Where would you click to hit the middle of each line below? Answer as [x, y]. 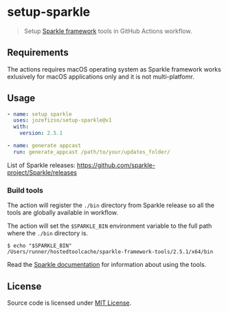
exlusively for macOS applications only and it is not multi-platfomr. [101, 76]
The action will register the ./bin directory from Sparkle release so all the [111, 205]
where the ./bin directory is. [47, 233]
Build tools [25, 190]
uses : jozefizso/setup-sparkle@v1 [62, 120]
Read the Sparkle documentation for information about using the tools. [107, 265]
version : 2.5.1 [41, 133]
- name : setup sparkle [39, 114]
